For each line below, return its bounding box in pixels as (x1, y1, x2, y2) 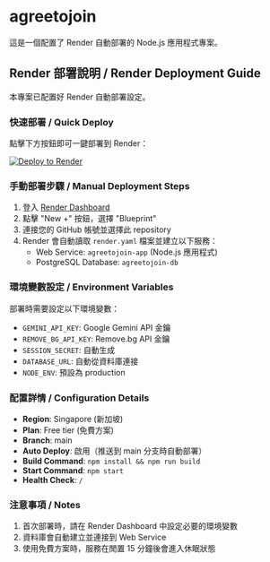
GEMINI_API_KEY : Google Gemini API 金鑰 (22, 322, 171, 333)
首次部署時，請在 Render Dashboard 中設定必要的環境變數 (22, 521, 239, 532)
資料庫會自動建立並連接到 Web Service (22, 532, 167, 543)
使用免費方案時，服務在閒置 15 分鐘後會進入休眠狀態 (22, 543, 216, 554)
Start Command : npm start (22, 464, 124, 476)
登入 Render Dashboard (22, 202, 110, 212)
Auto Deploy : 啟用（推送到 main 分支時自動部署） (22, 445, 207, 456)
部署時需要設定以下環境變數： (9, 303, 119, 314)
